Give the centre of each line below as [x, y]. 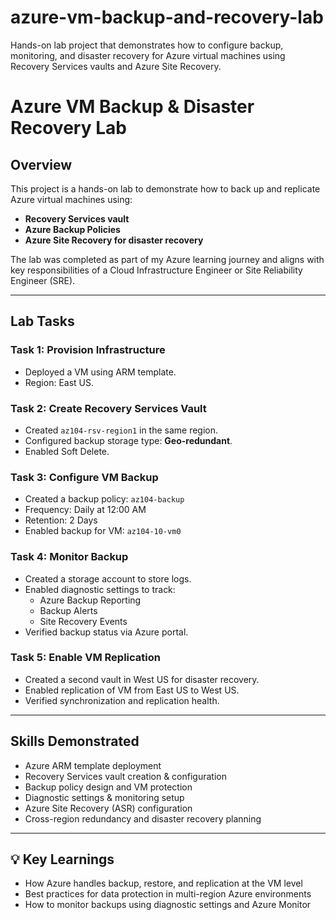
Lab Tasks [42, 321]
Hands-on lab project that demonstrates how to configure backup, [147, 45]
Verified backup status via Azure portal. [106, 632]
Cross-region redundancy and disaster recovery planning [143, 818]
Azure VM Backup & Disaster [132, 107]
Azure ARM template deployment [93, 765]
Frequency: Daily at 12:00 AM [85, 510]
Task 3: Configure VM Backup [84, 477]
